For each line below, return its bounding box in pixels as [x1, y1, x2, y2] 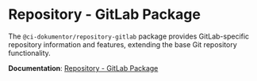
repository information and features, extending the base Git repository [8, 39, 238, 49]
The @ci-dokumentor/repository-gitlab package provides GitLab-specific [8, 31, 250, 41]
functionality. [8, 48, 52, 57]
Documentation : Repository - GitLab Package [8, 63, 159, 72]
